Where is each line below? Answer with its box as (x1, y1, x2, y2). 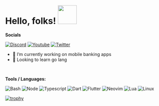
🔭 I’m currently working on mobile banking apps (12, 51, 112, 57)
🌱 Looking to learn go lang (12, 56, 67, 62)
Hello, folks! (5, 15, 56, 27)
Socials (5, 31, 21, 37)
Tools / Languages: (5, 75, 46, 82)
